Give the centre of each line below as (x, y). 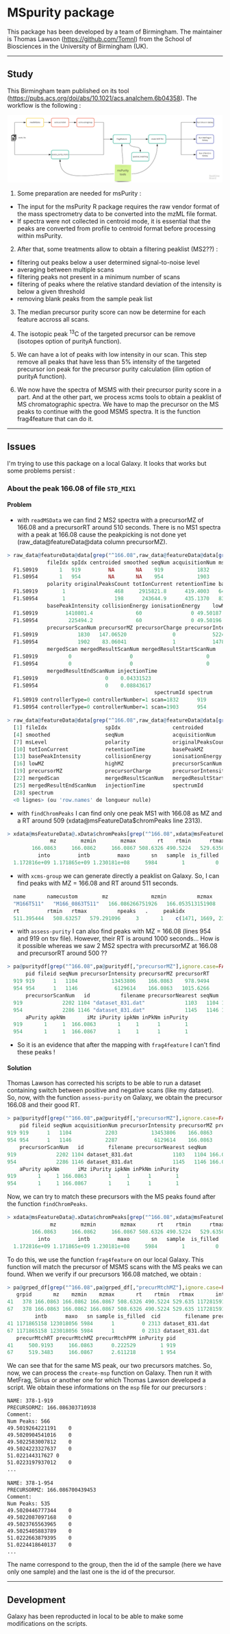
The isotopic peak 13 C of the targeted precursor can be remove (106, 333)
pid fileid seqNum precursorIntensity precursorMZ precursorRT (117, 974)
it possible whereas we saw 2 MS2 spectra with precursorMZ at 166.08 (117, 946)
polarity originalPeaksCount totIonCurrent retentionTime (131, 584)
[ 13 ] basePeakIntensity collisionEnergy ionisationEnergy (118, 757)
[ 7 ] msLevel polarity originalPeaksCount (120, 742)
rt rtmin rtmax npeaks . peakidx (99, 911)
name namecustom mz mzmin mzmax (113, 897)
